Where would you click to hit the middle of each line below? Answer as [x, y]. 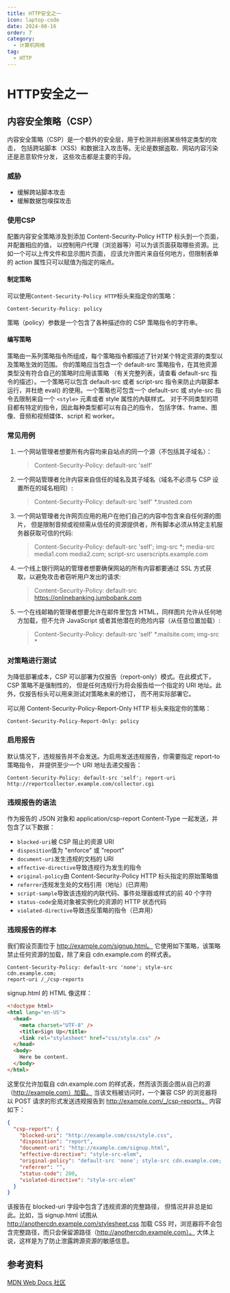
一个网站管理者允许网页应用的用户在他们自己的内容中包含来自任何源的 [116, 516]
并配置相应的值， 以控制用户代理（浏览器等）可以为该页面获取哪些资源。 [110, 245]
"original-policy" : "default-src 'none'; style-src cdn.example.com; [121, 1161]
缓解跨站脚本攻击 [41, 192]
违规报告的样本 [32, 929]
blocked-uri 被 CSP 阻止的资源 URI [65, 842]
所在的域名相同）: [48, 488]
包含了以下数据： [31, 827]
